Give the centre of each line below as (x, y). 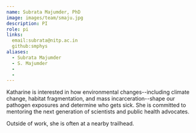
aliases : (17, 52)
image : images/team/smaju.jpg (45, 18)
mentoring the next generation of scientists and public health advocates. (98, 112)
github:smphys (30, 47)
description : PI (27, 23)
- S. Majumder (30, 63)
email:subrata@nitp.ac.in (45, 40)
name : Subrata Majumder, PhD (43, 12)
